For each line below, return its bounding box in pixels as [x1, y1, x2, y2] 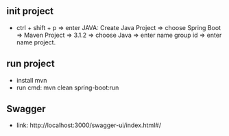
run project [6, 58, 56, 70]
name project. [16, 38, 56, 46]
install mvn [16, 76, 47, 84]
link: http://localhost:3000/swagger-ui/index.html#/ [16, 121, 162, 129]
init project [6, 5, 54, 17]
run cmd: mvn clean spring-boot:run [16, 83, 119, 92]
